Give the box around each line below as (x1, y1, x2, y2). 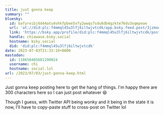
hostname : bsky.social (9, 39, 56, 44)
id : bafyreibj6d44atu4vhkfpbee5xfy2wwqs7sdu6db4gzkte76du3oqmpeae (9, 21, 147, 26)
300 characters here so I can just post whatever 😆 (5, 89, 107, 95)
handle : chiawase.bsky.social (9, 35, 71, 40)
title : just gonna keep (5, 7, 54, 12)
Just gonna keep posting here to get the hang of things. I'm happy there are (5, 84, 158, 90)
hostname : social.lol (9, 67, 54, 71)
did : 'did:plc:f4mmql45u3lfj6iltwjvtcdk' (9, 44, 95, 48)
